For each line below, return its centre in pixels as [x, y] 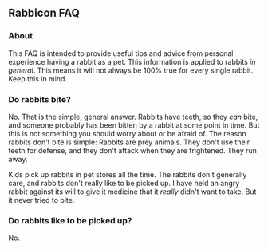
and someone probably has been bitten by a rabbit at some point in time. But [134, 125]
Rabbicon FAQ [44, 13]
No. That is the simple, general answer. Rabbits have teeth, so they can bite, [133, 117]
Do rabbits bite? [40, 99]
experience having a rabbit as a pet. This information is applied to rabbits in [132, 61]
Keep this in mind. [38, 78]
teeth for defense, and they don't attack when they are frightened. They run [133, 150]
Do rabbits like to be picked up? [70, 220]
